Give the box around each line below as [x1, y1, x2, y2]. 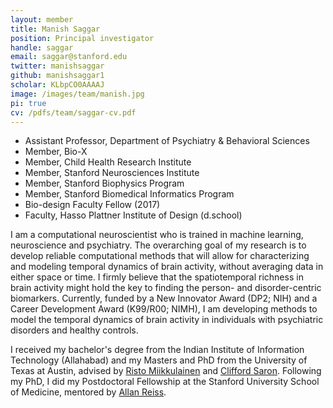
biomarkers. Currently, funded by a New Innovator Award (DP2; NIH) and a [10, 292, 318, 305]
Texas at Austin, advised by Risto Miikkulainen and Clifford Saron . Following [10, 365, 322, 377]
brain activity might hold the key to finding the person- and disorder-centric [10, 282, 322, 294]
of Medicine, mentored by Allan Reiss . [10, 386, 167, 398]
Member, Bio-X [24, 146, 88, 158]
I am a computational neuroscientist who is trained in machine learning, [10, 229, 304, 241]
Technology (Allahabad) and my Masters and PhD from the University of [10, 354, 308, 366]
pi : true [10, 98, 47, 108]
